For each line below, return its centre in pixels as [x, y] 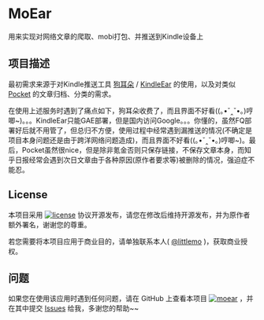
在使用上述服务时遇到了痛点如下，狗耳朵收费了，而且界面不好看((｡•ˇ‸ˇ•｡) [127, 110]
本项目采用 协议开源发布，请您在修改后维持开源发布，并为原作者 [129, 215]
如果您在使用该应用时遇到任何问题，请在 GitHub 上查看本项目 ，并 [131, 299]
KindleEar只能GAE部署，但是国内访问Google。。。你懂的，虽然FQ [140, 120]
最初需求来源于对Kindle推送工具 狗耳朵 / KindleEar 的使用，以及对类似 [122, 84]
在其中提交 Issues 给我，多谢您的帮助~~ [74, 308]
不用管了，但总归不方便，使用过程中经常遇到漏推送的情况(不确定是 [144, 130]
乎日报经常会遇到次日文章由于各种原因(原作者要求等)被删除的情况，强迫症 [128, 160]
